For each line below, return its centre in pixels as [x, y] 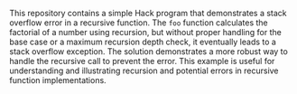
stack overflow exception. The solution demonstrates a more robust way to [149, 52]
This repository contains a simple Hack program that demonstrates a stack [148, 13]
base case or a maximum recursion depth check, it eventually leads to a [143, 42]
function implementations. [58, 80]
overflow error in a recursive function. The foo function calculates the [139, 23]
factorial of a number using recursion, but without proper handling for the [145, 32]
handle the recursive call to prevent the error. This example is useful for [142, 61]
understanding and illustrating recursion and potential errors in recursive [144, 70]
